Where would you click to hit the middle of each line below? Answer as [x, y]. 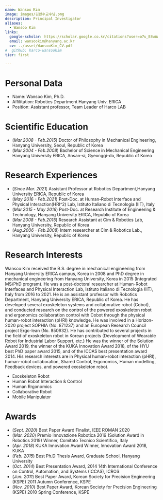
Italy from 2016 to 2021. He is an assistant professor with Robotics [71, 295]
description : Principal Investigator [43, 19]
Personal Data [34, 83]
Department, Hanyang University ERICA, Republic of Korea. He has [72, 299]
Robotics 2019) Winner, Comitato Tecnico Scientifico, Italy [70, 441]
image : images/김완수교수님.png [35, 14]
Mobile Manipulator [31, 397]
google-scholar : [26, 37]
